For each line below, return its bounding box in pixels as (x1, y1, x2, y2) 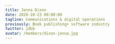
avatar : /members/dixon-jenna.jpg (5, 31, 79, 36)
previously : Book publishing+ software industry (5, 21, 110, 27)
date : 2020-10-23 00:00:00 (5, 12, 62, 17)
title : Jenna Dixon (5, 7, 47, 13)
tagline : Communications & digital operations (5, 17, 105, 22)
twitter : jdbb (5, 26, 35, 31)
